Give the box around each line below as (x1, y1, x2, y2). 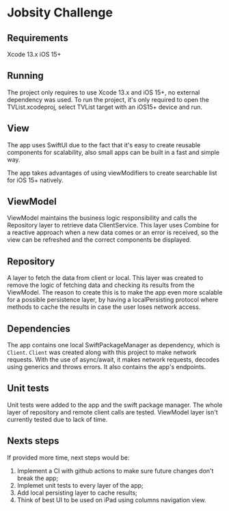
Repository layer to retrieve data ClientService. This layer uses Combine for (7, 221, 219, 229)
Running (7, 70, 44, 82)
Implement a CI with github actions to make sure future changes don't (16, 466, 214, 475)
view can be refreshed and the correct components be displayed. (7, 236, 191, 244)
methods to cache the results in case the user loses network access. (7, 303, 201, 311)
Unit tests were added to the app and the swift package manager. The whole (7, 401, 223, 409)
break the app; (16, 474, 59, 482)
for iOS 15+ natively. (7, 176, 64, 184)
